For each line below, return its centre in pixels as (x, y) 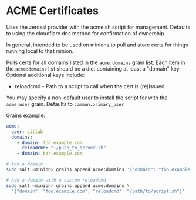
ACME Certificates (52, 11)
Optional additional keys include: (45, 75)
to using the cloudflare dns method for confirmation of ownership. (86, 33)
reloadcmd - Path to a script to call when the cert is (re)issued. (90, 86)
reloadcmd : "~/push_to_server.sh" (64, 148)
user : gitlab (27, 131)
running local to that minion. (40, 51)
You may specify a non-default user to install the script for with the (87, 98)
